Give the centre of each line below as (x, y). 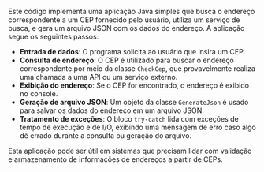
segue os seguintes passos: (54, 36)
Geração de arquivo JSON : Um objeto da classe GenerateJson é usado (134, 102)
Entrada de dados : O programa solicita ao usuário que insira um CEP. (132, 52)
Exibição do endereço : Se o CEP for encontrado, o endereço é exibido (134, 85)
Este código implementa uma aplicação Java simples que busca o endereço (132, 11)
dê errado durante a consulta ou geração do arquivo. (106, 136)
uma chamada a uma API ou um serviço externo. (99, 77)
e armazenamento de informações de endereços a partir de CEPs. (115, 159)
